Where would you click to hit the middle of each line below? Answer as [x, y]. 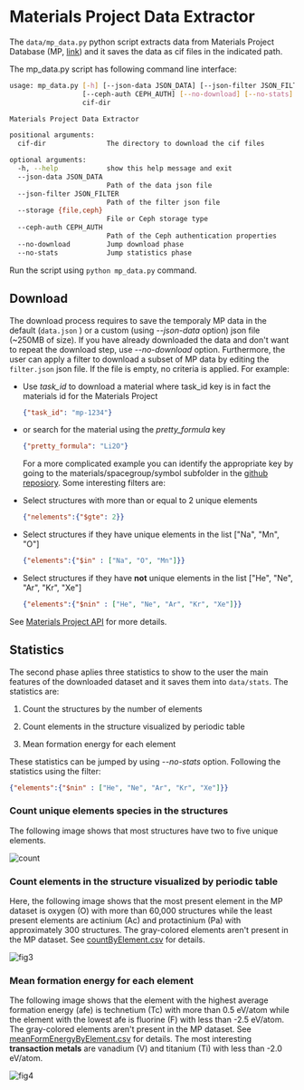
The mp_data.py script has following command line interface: [123, 69]
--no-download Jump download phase [100, 244]
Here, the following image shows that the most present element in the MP [146, 901]
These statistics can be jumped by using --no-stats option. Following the [145, 761]
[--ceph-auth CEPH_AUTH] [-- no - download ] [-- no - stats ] [188, 94]
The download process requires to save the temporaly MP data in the [138, 320]
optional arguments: [48, 161]
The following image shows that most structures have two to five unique [144, 831]
